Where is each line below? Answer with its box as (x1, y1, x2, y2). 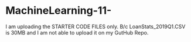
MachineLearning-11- (5, 4, 112, 17)
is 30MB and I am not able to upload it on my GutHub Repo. (5, 29, 149, 36)
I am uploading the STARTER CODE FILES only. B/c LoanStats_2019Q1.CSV (5, 23, 186, 30)
